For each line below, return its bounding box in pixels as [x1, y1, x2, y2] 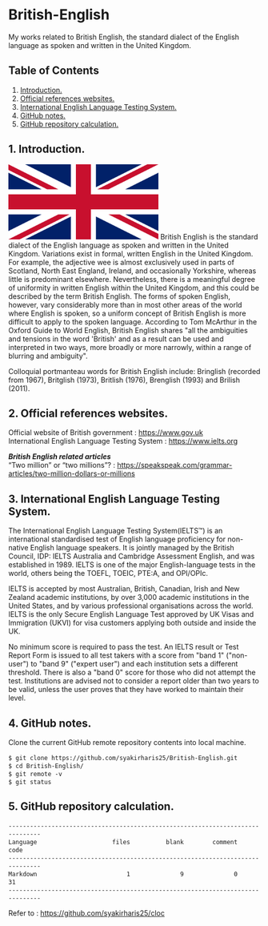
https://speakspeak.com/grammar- [117, 461, 233, 470]
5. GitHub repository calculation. [8, 799, 174, 814]
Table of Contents [8, 64, 100, 78]
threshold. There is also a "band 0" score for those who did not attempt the [8, 667, 256, 678]
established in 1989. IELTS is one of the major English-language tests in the [8, 560, 256, 570]
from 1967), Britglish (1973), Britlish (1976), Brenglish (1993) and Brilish [8, 375, 240, 384]
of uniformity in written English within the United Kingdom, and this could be [8, 283, 260, 292]
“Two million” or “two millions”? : [8, 461, 116, 470]
